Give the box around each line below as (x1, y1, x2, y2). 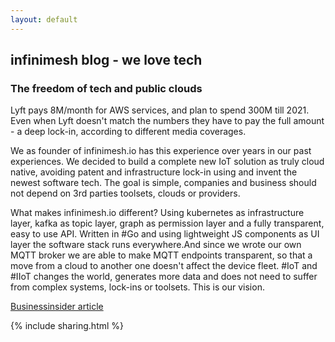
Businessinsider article (10, 301, 104, 313)
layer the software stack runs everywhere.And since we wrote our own (10, 239, 302, 251)
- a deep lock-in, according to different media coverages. (10, 126, 247, 138)
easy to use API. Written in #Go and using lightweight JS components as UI (10, 228, 320, 240)
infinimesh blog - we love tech (10, 52, 203, 69)
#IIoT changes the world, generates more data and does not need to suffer (10, 271, 318, 283)
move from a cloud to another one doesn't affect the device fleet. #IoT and (10, 260, 318, 272)
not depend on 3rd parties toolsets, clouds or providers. (10, 187, 241, 200)
